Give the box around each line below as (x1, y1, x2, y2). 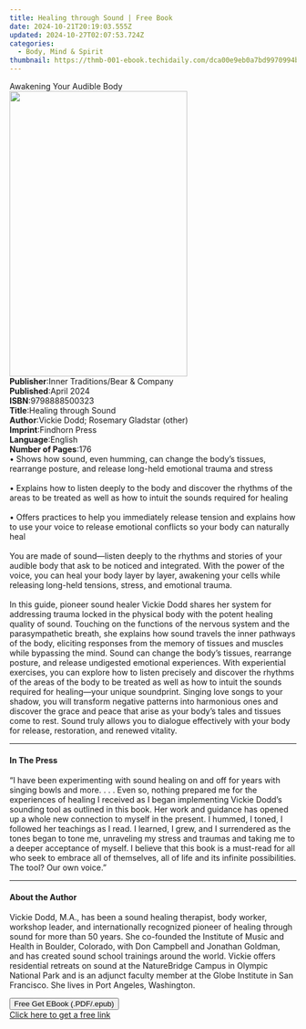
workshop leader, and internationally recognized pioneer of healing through (9, 921, 293, 932)
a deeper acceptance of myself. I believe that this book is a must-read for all (9, 843, 296, 854)
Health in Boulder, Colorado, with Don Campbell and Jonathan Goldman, (9, 941, 280, 952)
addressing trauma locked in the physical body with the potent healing (9, 609, 273, 619)
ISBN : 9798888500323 (9, 395, 95, 406)
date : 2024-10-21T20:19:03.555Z (9, 22, 132, 31)
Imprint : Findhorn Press (9, 425, 97, 435)
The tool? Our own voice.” (9, 862, 107, 873)
